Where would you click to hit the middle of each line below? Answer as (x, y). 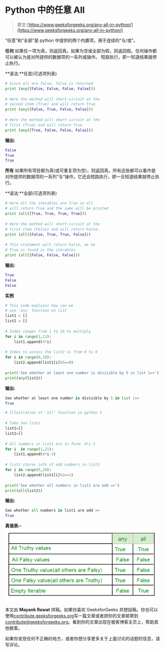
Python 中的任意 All (45, 10)
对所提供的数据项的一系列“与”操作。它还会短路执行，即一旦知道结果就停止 (80, 177)
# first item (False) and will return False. (52, 229)
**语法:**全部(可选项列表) (31, 193)
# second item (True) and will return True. (51, 104)
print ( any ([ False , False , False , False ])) (50, 89)
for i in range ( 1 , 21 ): (29, 449)
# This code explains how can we (39, 306)
